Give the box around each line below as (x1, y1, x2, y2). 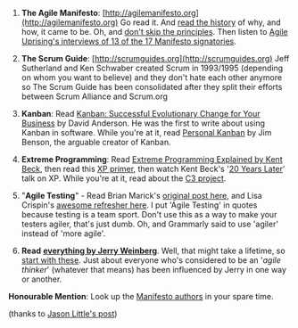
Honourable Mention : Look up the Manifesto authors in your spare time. (8, 291, 274, 301)
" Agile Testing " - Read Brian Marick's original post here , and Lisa (21, 191, 262, 201)
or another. (21, 274, 62, 284)
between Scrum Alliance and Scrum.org (21, 91, 169, 102)
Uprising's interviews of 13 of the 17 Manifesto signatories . (21, 36, 237, 46)
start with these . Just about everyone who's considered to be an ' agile (21, 255, 282, 266)
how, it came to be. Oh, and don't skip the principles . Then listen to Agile (21, 27, 289, 37)
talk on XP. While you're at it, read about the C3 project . (21, 173, 227, 184)
